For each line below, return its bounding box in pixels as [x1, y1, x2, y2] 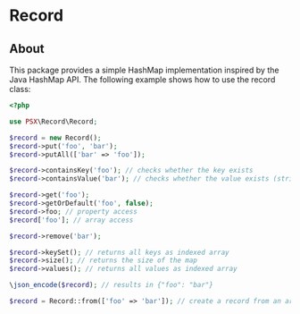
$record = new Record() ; [9, 133, 102, 142]
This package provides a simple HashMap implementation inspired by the [9, 64, 279, 75]
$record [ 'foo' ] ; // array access [9, 216, 134, 225]
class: [9, 84, 31, 94]
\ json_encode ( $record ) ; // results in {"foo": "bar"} [9, 281, 214, 290]
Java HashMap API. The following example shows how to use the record [9, 74, 276, 85]
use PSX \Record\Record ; [9, 117, 98, 126]
